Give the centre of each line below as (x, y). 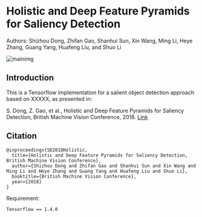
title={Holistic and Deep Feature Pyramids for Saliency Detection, (100, 155)
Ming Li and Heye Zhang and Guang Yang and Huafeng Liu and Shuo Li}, (97, 171)
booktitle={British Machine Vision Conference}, (74, 177)
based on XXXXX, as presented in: (49, 99)
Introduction (30, 78)
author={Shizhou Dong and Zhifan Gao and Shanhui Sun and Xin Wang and (104, 166)
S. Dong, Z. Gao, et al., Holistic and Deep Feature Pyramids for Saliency (95, 111)
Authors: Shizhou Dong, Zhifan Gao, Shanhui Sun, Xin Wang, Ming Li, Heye (99, 40)
